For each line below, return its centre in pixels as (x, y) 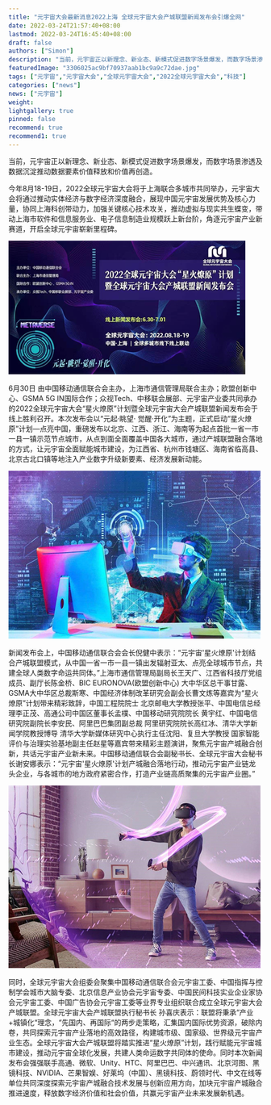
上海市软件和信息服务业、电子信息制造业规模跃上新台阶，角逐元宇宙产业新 (139, 219)
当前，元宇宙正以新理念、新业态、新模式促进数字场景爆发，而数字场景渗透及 (135, 161)
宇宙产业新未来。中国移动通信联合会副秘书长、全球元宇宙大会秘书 (153, 753)
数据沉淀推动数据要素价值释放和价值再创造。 (83, 171)
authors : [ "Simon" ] (41, 51)
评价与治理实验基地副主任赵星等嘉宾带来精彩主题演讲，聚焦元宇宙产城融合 (132, 743)
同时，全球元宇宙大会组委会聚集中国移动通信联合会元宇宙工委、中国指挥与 (132, 982)
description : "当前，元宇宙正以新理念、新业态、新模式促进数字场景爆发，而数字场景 (133, 60)
